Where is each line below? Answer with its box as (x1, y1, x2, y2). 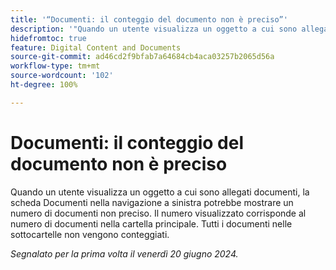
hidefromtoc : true (10, 33, 87, 43)
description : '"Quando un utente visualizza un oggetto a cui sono (10, 24, 298, 34)
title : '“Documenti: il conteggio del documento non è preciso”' (10, 14, 288, 25)
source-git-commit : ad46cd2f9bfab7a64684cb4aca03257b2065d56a (10, 52, 275, 62)
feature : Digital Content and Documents (10, 42, 182, 53)
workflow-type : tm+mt (10, 61, 101, 71)
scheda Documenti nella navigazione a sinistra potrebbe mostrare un (10, 196, 294, 208)
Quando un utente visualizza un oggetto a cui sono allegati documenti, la (10, 186, 310, 198)
